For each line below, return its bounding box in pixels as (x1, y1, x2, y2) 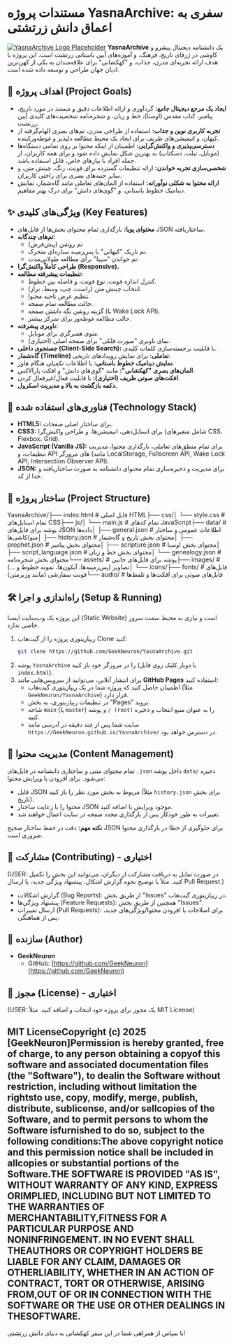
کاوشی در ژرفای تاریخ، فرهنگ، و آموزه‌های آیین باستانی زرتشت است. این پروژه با (7, 50, 218, 59)
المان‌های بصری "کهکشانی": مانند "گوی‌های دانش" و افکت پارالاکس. (17, 366, 196, 374)
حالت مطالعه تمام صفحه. (27, 299, 94, 307)
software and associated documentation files (7, 1058, 210, 1070)
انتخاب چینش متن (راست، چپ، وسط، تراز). (27, 284, 142, 293)
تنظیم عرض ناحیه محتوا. (27, 292, 91, 300)
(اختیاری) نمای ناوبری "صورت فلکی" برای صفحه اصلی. (27, 336, 171, 344)
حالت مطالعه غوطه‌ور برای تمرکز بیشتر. (27, 314, 131, 323)
